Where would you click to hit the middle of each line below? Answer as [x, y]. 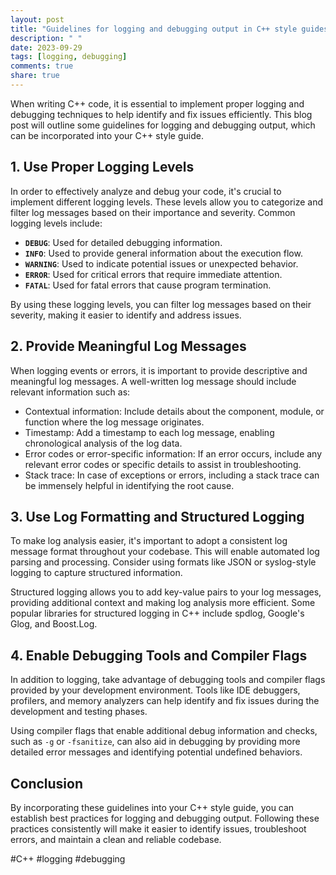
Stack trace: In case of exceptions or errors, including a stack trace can [172, 475]
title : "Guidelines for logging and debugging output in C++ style [154, 29]
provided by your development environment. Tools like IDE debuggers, [155, 690]
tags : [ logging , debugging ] [69, 57]
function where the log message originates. [114, 422]
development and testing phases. [79, 712]
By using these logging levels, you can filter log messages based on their [161, 304]
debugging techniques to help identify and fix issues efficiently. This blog [161, 114]
